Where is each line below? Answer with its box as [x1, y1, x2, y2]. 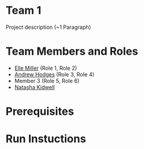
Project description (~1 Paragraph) [5, 23, 92, 31]
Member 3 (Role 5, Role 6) [14, 77, 80, 84]
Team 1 [5, 4, 42, 17]
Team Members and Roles [5, 44, 139, 58]
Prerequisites [5, 105, 75, 118]
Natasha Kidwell [14, 84, 55, 91]
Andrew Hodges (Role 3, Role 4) [14, 70, 95, 78]
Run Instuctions [5, 132, 87, 146]
